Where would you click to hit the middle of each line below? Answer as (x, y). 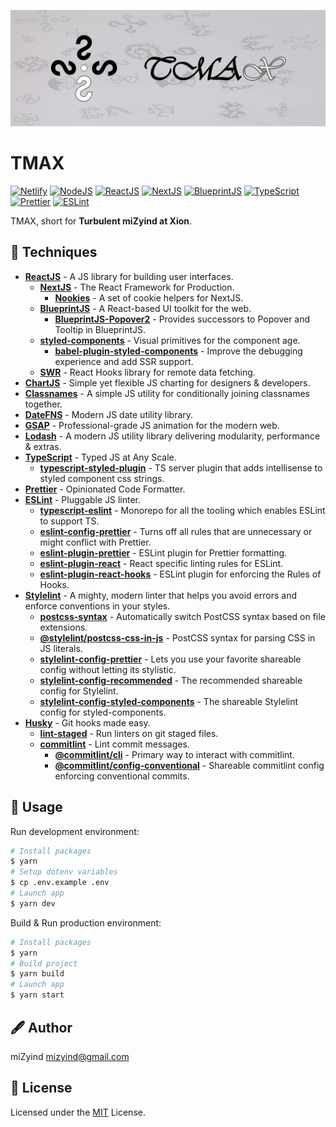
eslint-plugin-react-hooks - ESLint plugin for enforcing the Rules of (180, 574)
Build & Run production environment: (86, 922)
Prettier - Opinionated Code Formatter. (105, 489)
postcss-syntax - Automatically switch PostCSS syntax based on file (182, 616)
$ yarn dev (33, 903)
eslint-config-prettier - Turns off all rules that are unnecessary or (176, 531)
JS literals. (61, 648)
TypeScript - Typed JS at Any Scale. (100, 457)
